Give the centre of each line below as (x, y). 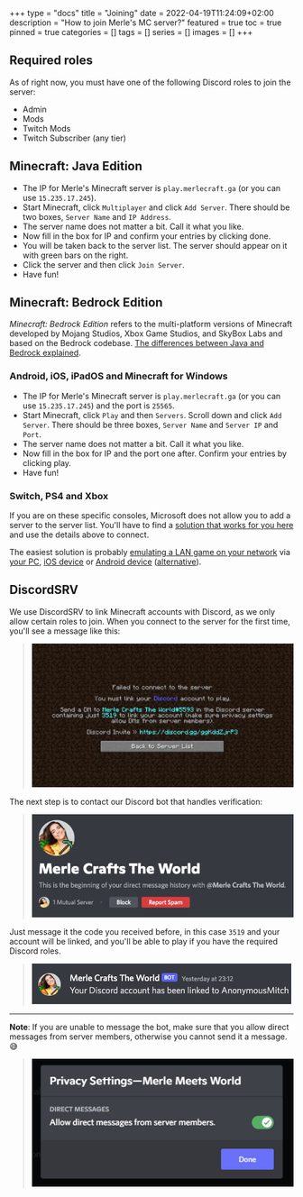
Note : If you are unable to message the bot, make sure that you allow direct (149, 1028)
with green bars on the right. (75, 255)
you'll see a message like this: (65, 631)
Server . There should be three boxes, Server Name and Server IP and (150, 425)
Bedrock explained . (45, 353)
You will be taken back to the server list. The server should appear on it (155, 245)
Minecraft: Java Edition (76, 166)
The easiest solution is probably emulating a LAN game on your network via (150, 553)
